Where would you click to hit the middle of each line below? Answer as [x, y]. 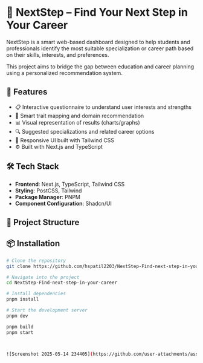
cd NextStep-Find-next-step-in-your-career [62, 283]
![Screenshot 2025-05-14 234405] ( [50, 354]
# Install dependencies [36, 294]
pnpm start [20, 332]
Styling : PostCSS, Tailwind [48, 191]
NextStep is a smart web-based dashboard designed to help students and [98, 42]
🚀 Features [27, 92]
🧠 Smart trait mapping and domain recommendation [79, 116]
